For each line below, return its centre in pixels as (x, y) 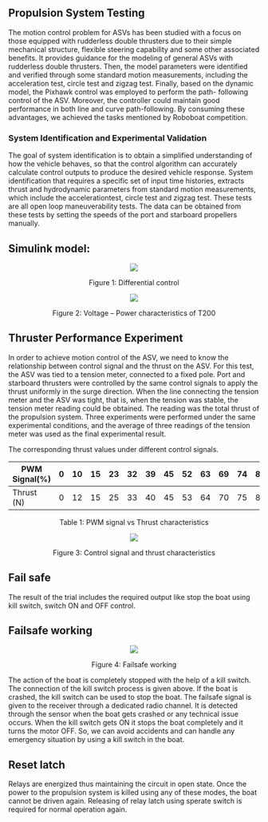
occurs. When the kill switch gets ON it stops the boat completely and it (126, 723)
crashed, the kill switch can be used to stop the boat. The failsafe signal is (130, 697)
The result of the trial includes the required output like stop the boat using (129, 597)
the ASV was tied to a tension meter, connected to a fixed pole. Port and (127, 374)
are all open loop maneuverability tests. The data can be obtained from (125, 206)
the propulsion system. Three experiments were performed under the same (132, 417)
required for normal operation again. (68, 809)
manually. (24, 224)
